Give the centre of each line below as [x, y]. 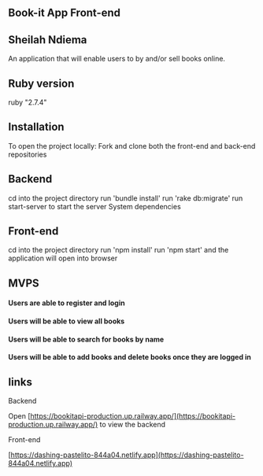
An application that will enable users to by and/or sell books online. [117, 59]
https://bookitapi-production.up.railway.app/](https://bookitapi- [133, 416]
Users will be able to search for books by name [86, 339]
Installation [36, 127]
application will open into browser [63, 258]
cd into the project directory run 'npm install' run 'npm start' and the [119, 250]
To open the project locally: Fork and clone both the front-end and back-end [132, 146]
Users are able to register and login [67, 303]
